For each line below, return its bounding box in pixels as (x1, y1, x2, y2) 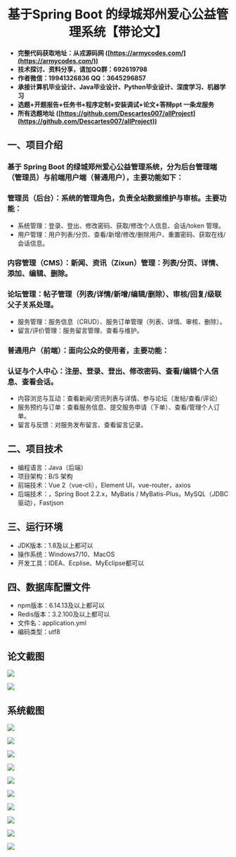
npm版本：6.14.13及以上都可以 (17, 601, 105, 610)
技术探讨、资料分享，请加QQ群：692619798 (17, 65, 147, 73)
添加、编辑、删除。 (7, 269, 72, 278)
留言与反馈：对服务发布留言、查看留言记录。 (17, 420, 147, 428)
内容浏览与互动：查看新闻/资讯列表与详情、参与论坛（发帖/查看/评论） (17, 394, 221, 402)
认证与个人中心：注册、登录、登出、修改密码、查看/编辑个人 (7, 366, 212, 376)
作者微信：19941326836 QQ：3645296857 (17, 73, 146, 82)
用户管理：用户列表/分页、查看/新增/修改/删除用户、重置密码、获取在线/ (17, 230, 226, 238)
